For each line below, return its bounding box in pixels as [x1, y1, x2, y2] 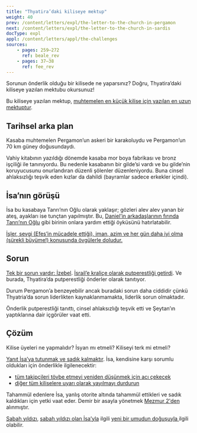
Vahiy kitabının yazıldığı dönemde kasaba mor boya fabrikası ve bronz [6, 154, 176, 161]
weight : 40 [6, 14, 33, 20]
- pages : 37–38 [17, 58, 54, 64]
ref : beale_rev [21, 53, 60, 59]
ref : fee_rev [21, 63, 54, 70]
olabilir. [6, 421, 24, 428]
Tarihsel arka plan [6, 121, 74, 131]
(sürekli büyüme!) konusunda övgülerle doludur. [6, 237, 123, 243]
